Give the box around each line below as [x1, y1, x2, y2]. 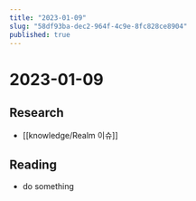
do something [22, 181, 75, 192]
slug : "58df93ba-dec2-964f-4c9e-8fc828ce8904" [9, 22, 188, 31]
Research [9, 105, 65, 120]
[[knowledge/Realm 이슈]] [22, 130, 119, 141]
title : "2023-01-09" [9, 13, 88, 23]
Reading [9, 157, 57, 172]
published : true [9, 30, 70, 39]
